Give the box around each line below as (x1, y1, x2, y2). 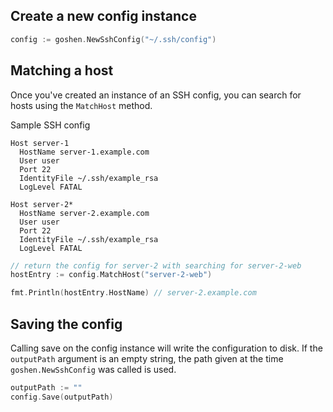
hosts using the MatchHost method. (10, 99, 153, 111)
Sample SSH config (10, 119, 91, 131)
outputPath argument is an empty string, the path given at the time (10, 352, 284, 364)
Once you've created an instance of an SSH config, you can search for (10, 89, 302, 101)
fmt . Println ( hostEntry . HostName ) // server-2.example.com (10, 288, 257, 298)
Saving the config (10, 315, 123, 333)
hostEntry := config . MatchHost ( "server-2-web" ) (10, 270, 213, 280)
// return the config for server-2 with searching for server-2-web (10, 260, 302, 271)
